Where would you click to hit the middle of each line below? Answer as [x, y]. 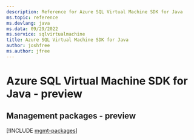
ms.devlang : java [28, 23]
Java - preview [45, 94]
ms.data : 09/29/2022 [32, 29]
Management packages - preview [71, 116]
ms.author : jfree [28, 51]
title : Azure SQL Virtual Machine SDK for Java [68, 40]
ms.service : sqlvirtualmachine [46, 34]
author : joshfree [28, 46]
